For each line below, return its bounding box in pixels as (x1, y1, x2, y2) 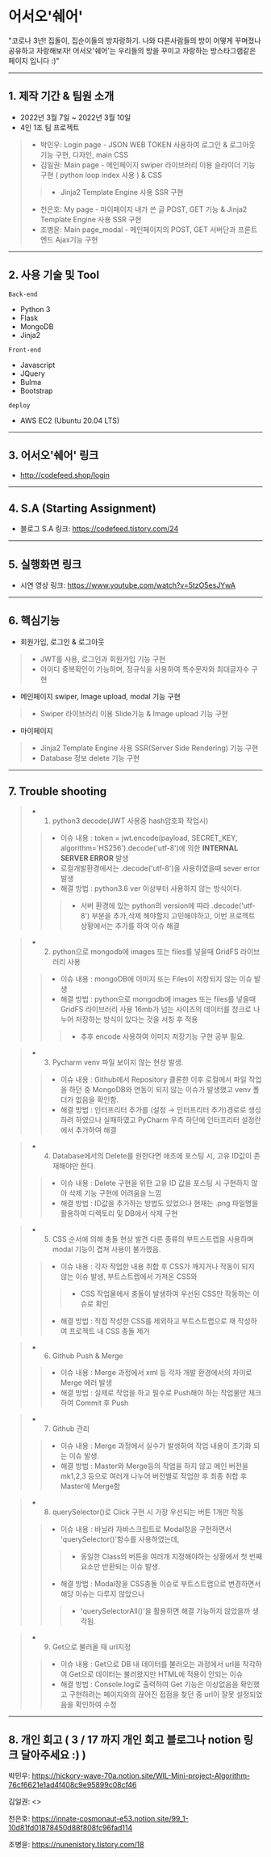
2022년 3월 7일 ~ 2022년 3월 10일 (19, 112, 131, 122)
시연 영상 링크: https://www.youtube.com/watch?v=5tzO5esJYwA (19, 580, 236, 590)
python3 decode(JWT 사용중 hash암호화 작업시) (52, 816, 209, 825)
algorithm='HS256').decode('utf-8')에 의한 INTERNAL (60, 842, 239, 853)
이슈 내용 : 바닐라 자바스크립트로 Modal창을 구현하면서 (60, 1524, 232, 1534)
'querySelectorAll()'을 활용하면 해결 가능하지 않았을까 (80, 1606, 251, 1615)
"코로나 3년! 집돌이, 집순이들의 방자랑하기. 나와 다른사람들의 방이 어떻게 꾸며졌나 (8, 36, 261, 45)
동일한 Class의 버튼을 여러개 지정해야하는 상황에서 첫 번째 (80, 1551, 263, 1561)
